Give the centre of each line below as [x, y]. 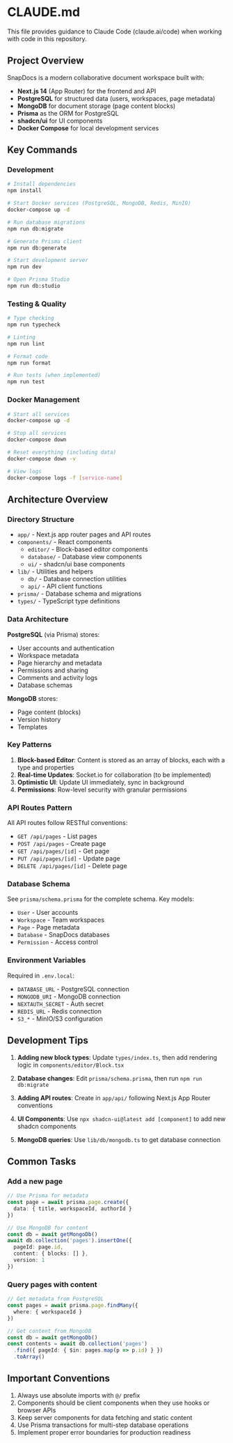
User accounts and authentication [66, 648]
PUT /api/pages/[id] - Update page [69, 858]
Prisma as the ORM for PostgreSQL [68, 113]
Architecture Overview [58, 499]
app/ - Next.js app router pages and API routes [84, 534]
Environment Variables [47, 960]
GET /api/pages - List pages [57, 836]
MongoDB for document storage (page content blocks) [96, 106]
